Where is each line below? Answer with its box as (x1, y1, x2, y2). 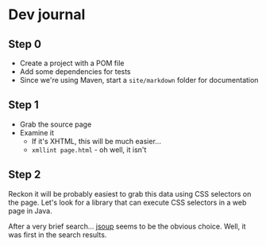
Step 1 (8, 98, 40, 112)
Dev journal (8, 6, 86, 24)
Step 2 (8, 168, 41, 182)
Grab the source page (19, 119, 92, 129)
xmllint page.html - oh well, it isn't (31, 145, 147, 154)
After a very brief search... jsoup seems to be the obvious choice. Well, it (8, 221, 246, 231)
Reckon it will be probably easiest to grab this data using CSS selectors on (8, 189, 252, 198)
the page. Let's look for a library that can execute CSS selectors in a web (8, 197, 247, 207)
